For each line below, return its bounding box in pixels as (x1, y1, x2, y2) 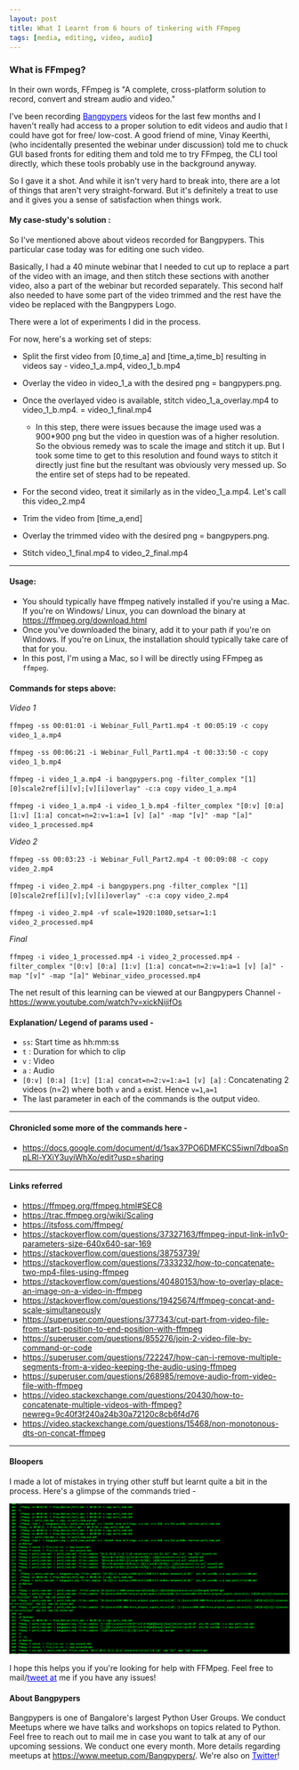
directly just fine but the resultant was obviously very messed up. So (35, 459, 287, 470)
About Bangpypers (9, 1692, 81, 1703)
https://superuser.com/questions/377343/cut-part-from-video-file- (21, 1314, 270, 1324)
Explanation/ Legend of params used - (9, 1017, 154, 1028)
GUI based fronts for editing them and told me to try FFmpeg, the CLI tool (9, 148, 278, 160)
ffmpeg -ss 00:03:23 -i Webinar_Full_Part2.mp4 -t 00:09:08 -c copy (9, 856, 269, 865)
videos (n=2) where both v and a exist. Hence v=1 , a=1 (21, 1084, 218, 1095)
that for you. (21, 643, 68, 654)
